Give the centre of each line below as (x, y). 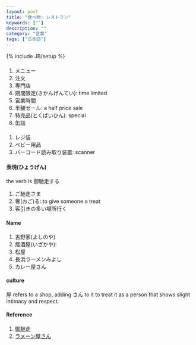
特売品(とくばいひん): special (50, 115)
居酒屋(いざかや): (36, 244)
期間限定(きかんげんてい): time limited (61, 93)
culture (15, 281)
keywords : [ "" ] (25, 23)
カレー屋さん (30, 266)
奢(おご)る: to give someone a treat (58, 201)
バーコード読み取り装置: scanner (55, 152)
